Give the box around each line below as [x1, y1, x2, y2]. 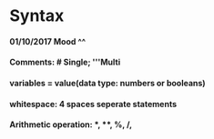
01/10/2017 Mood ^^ [9, 35, 87, 46]
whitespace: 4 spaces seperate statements [9, 98, 178, 109]
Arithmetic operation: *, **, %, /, [9, 119, 133, 130]
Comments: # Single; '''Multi [9, 56, 121, 68]
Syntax [9, 5, 65, 26]
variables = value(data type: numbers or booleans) [9, 77, 207, 88]
